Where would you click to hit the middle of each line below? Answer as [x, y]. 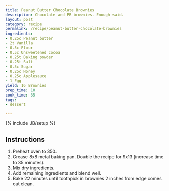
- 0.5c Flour [19, 48]
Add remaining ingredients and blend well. [57, 173]
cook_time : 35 [20, 95]
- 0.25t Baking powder [29, 57]
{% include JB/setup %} [31, 123]
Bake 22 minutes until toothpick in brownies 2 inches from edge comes [87, 178]
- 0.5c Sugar [19, 67]
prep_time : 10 [20, 90]
